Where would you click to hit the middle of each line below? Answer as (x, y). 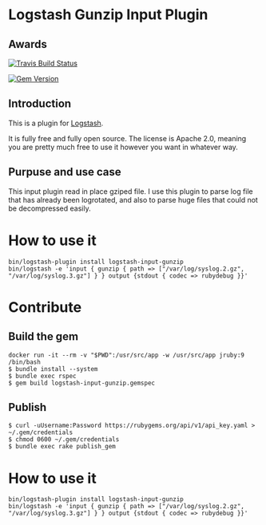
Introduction (40, 104)
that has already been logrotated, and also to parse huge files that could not (133, 199)
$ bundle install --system (53, 369)
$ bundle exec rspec (43, 376)
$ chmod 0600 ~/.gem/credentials (64, 440)
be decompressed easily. (50, 208)
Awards (28, 44)
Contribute (45, 307)
